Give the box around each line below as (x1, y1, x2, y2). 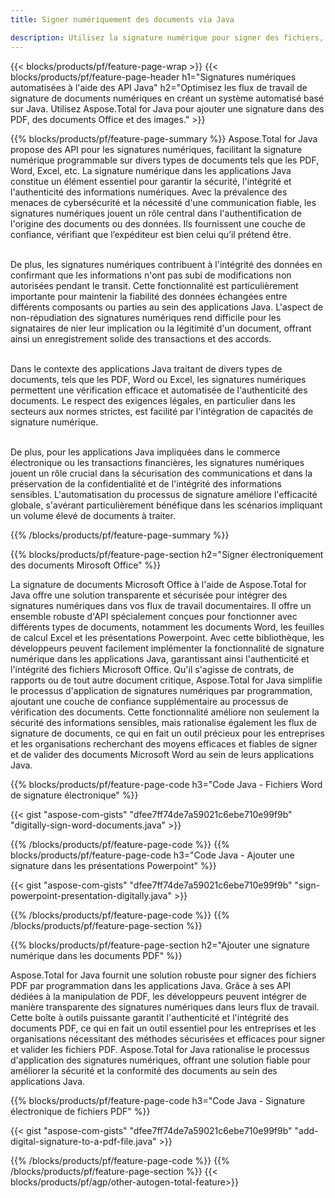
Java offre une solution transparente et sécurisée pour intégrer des (10, 589, 288, 601)
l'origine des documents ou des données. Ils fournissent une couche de (10, 217, 306, 230)
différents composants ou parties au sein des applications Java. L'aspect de (10, 301, 324, 313)
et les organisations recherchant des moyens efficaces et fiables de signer (10, 737, 318, 750)
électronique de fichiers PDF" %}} (10, 1105, 151, 1117)
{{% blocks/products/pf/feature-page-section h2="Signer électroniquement (10, 548, 324, 560)
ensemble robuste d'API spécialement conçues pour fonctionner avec (10, 610, 298, 622)
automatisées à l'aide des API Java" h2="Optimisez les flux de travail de (10, 81, 308, 93)
